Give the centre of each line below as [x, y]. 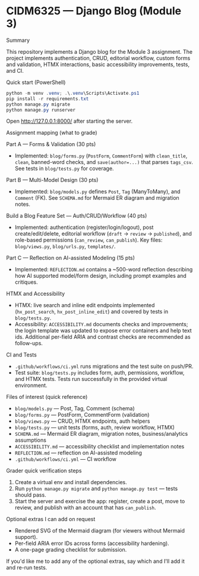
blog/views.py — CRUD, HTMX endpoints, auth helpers [82, 421]
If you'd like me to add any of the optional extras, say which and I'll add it [96, 561]
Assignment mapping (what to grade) [52, 133]
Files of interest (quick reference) [47, 397]
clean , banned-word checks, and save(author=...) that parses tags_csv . [104, 162]
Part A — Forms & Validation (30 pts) [51, 144]
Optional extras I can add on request [51, 519]
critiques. [26, 282]
